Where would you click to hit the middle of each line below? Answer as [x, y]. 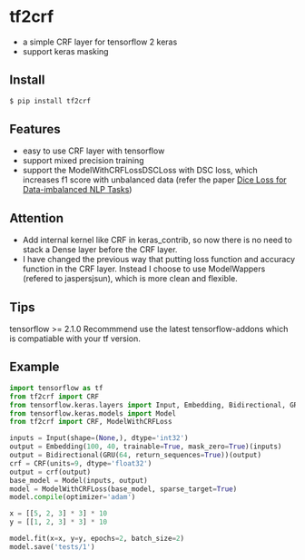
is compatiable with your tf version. [75, 339]
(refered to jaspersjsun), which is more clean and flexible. [130, 279]
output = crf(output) [50, 472]
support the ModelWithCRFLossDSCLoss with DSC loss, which [140, 171]
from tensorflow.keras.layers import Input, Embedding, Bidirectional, [148, 405]
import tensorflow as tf [56, 388]
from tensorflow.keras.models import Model [93, 413]
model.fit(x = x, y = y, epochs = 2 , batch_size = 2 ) [97, 538]
